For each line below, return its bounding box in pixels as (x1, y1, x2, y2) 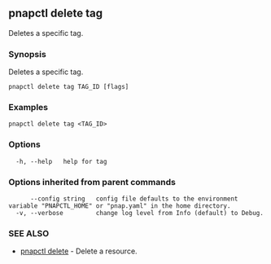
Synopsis (8, 48, 46, 59)
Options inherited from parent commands (8, 176, 177, 187)
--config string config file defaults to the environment (29, 195, 238, 203)
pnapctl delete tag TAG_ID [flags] (8, 83, 129, 91)
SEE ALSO (8, 227, 50, 239)
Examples (8, 102, 49, 113)
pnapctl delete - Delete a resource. (20, 246, 138, 256)
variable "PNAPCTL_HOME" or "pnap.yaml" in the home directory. (8, 202, 231, 210)
